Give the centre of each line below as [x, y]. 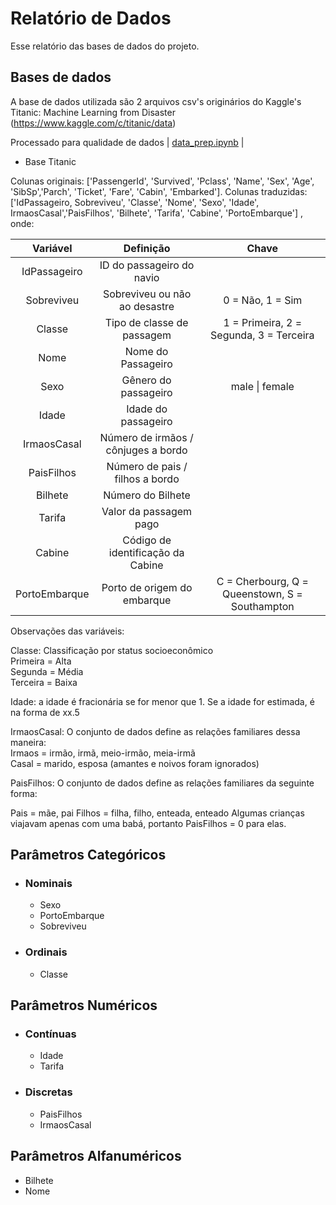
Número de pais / [147, 466]
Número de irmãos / [146, 437]
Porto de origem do [147, 587]
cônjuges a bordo [146, 450]
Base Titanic [50, 161]
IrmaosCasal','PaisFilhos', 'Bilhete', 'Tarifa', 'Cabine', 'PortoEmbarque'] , [157, 213]
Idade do [147, 409]
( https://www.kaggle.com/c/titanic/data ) [93, 123]
